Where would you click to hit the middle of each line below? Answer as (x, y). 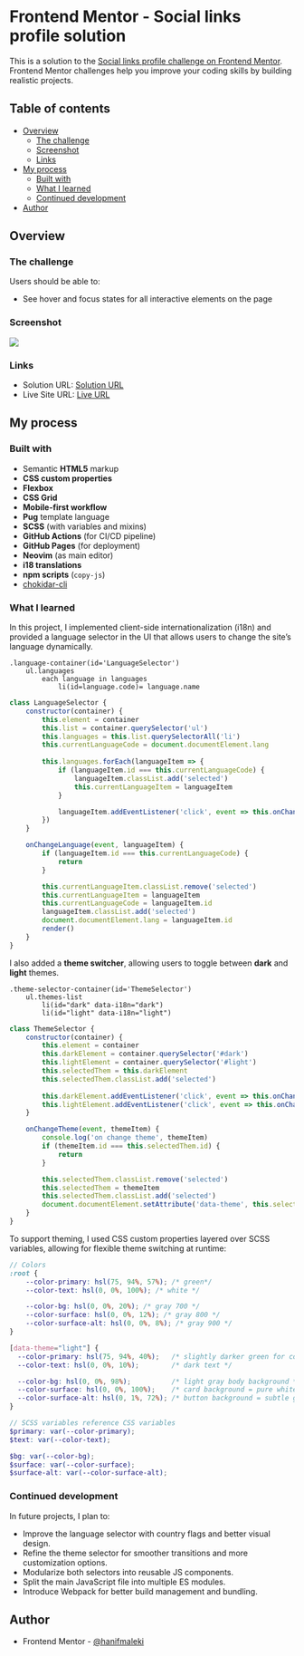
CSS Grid (40, 497)
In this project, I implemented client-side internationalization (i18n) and (140, 628)
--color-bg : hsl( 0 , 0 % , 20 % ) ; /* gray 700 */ (113, 1306)
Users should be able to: (55, 282)
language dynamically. (51, 647)
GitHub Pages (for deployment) (81, 545)
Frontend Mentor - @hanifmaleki (83, 1642)
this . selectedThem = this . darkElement (115, 1071)
